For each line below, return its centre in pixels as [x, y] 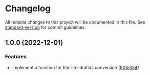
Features [16, 57]
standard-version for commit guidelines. [45, 27]
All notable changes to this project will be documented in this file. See [75, 22]
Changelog [28, 9]
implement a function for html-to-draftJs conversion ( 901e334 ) [75, 67]
